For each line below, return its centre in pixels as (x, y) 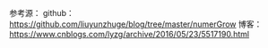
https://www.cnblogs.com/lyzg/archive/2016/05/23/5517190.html (129, 34)
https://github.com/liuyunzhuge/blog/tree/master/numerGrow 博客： (136, 24)
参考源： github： (42, 13)
